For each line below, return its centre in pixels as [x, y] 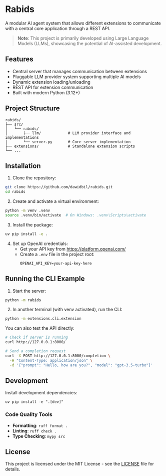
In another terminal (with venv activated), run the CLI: [67, 310]
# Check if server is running [37, 337]
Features [19, 59]
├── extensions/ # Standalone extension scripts [70, 146]
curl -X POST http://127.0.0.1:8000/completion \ [58, 356]
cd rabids [15, 192]
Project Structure [32, 108]
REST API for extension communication [53, 87]
